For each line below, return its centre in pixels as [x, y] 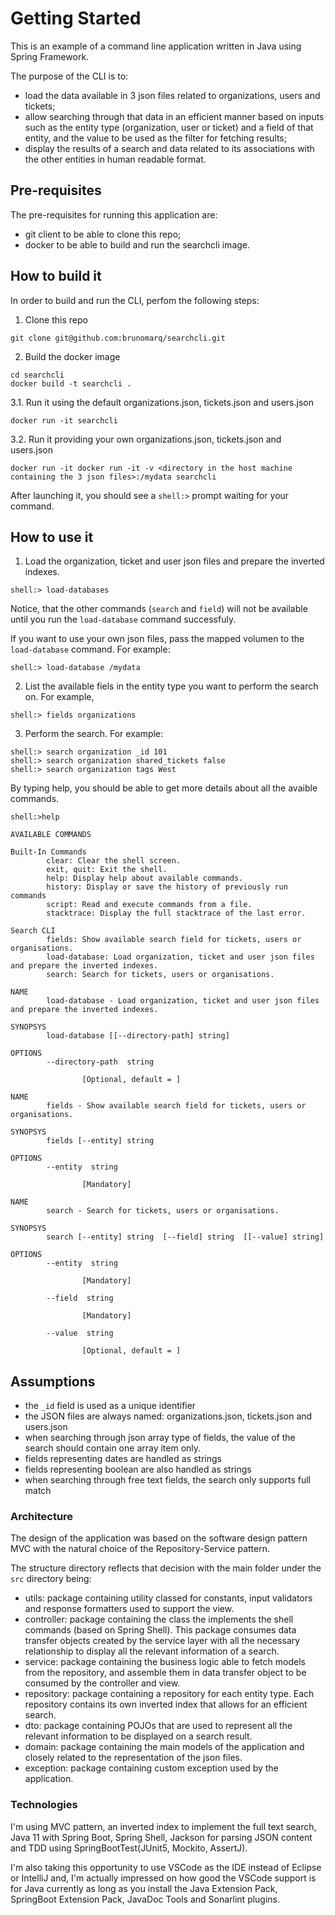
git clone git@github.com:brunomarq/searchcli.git [118, 338]
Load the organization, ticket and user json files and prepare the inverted [174, 561]
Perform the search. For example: [94, 734]
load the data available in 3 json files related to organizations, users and [172, 95]
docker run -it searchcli [64, 420]
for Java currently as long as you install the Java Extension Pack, [144, 1888]
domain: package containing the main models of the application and [164, 1747]
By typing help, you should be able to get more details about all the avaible [164, 788]
